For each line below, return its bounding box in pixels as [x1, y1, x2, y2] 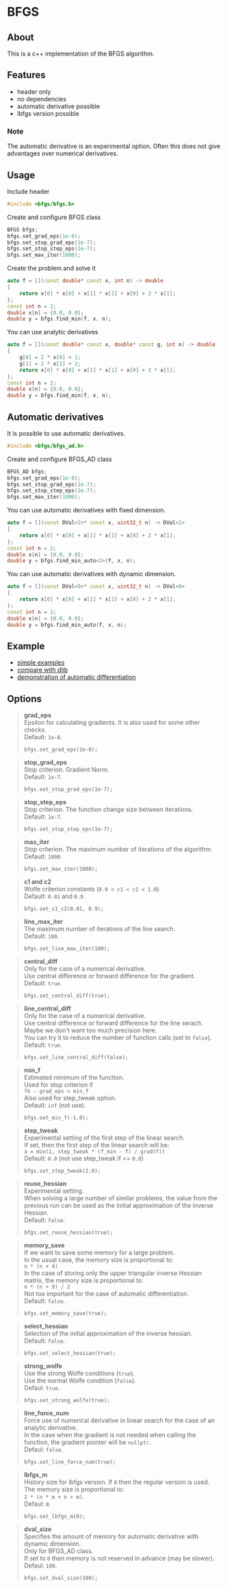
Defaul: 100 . [23, 1561, 57, 1570]
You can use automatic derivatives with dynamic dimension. [7, 570, 176, 578]
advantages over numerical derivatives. [7, 149, 118, 158]
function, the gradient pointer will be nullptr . [23, 1438, 152, 1446]
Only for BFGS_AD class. [23, 1547, 94, 1555]
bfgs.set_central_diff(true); [23, 993, 111, 1000]
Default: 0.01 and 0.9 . [23, 892, 85, 901]
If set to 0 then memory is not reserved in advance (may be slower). [23, 1554, 215, 1563]
